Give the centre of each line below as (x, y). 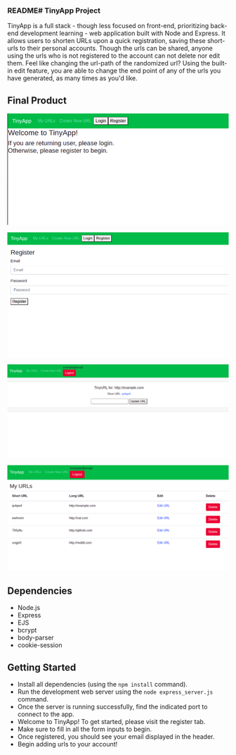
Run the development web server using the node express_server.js (115, 692)
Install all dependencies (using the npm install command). (103, 684)
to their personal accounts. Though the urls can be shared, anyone (116, 49)
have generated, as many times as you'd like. (73, 78)
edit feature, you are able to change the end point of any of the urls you (117, 71)
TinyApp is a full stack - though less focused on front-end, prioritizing (108, 26)
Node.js (29, 608)
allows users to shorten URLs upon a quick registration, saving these (106, 41)
